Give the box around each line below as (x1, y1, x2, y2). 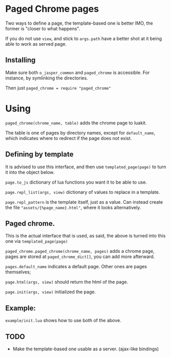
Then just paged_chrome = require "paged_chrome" (5, 85, 112, 91)
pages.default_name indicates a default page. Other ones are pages (5, 264, 147, 270)
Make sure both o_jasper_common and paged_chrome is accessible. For (5, 69, 150, 75)
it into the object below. (5, 169, 55, 175)
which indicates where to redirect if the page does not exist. (5, 135, 132, 141)
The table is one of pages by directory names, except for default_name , (5, 129, 155, 136)
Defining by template (5, 150, 74, 159)
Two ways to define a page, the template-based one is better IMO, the (5, 20, 153, 26)
